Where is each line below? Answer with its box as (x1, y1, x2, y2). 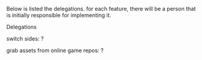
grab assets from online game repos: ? (6, 47, 104, 54)
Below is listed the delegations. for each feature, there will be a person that (6, 5, 196, 12)
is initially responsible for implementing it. (6, 12, 112, 19)
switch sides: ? (6, 35, 44, 42)
